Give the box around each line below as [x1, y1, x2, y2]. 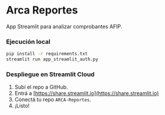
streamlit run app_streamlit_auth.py [6, 56, 99, 62]
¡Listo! [14, 102, 30, 109]
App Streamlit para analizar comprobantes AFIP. [6, 23, 122, 30]
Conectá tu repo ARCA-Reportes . [14, 96, 92, 103]
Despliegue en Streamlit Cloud [6, 70, 95, 78]
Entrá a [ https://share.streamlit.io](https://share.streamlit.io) [14, 90, 159, 97]
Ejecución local [6, 38, 51, 46]
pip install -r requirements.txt [6, 51, 88, 57]
